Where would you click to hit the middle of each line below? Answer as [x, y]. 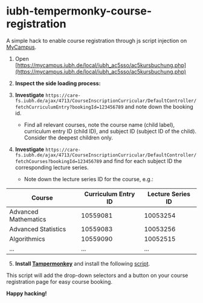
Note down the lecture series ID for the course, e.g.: [89, 179]
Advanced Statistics [38, 229]
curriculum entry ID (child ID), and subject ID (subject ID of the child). [110, 131]
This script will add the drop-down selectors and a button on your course [97, 275]
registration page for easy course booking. [60, 281]
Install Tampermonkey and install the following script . [82, 263]
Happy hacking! [27, 293]
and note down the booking [159, 106]
